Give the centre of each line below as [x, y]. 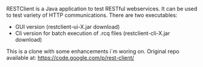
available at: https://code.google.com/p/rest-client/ [71, 58]
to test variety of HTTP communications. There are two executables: [92, 15]
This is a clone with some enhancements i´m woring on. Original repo [93, 51]
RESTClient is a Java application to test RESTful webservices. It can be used [102, 9]
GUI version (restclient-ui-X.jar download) [67, 27]
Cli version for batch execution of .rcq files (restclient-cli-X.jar [92, 33]
